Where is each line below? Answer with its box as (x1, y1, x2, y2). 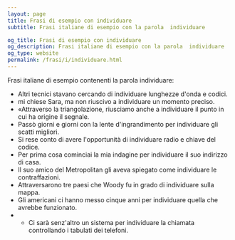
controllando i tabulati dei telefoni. (28, 226, 129, 234)
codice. (17, 142, 41, 151)
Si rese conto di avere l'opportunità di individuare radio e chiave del (17, 135, 216, 143)
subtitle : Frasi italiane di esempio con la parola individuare (7, 24, 205, 31)
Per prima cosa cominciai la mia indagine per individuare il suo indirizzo (17, 150, 228, 159)
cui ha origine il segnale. (17, 112, 90, 121)
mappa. (17, 188, 41, 197)
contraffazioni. (17, 172, 61, 182)
